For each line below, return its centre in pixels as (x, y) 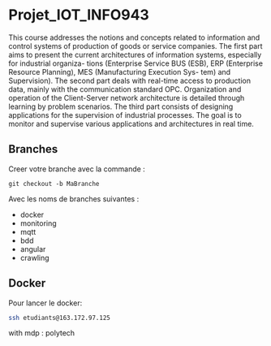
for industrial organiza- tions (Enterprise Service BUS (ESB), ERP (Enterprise (136, 63)
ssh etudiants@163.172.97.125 (60, 318)
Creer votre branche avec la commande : (77, 169)
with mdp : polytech (42, 333)
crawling (35, 257)
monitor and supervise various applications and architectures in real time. (131, 123)
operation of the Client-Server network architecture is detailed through (127, 97)
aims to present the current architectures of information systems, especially (135, 54)
